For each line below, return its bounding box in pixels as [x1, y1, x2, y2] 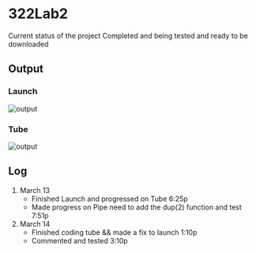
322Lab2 [8, 5, 69, 23]
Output [8, 62, 43, 76]
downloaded [8, 39, 49, 48]
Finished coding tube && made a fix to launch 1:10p [31, 227, 198, 237]
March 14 [19, 219, 51, 228]
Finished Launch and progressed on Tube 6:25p [31, 194, 188, 203]
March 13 [19, 185, 50, 194]
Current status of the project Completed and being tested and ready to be [8, 31, 249, 40]
